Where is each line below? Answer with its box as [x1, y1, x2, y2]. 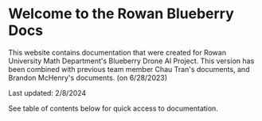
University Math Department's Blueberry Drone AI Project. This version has [8, 56, 255, 66]
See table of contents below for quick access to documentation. [8, 104, 219, 113]
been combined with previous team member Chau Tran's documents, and [8, 64, 250, 74]
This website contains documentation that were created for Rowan [8, 47, 227, 57]
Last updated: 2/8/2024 [8, 88, 87, 97]
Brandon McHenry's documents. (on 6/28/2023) [8, 73, 168, 82]
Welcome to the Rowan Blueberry [8, 5, 235, 23]
